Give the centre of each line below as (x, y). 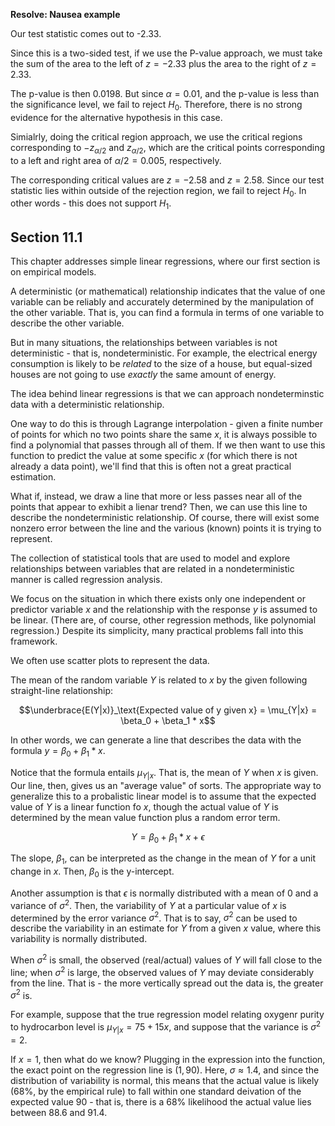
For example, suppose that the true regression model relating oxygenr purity (167, 1015)
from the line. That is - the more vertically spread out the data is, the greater (167, 983)
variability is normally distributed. (79, 939)
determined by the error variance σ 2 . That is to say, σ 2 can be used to (154, 917)
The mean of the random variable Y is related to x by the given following (159, 680)
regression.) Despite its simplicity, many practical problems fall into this (157, 630)
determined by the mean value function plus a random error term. (145, 817)
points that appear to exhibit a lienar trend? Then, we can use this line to (159, 507)
